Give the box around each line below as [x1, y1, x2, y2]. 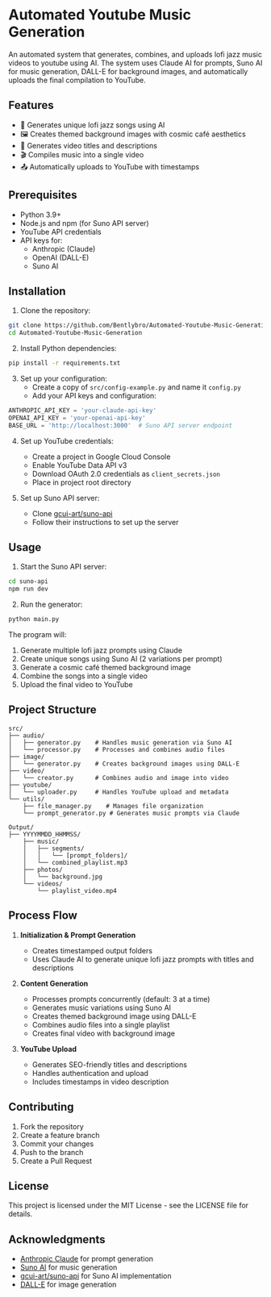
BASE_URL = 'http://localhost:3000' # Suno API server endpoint [8, 421, 232, 429]
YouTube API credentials [19, 227, 102, 236]
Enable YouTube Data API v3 [31, 460, 127, 469]
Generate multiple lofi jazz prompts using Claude [19, 645, 183, 655]
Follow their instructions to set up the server [31, 517, 179, 527]
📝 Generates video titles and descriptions [19, 140, 157, 150]
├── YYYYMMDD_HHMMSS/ [8, 830, 81, 838]
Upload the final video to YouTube [19, 680, 133, 690]
